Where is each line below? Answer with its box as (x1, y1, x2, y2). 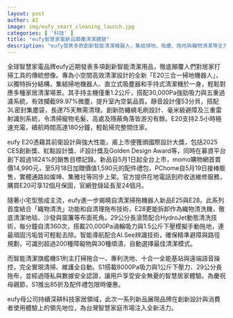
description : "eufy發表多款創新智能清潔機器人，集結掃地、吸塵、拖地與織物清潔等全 (7, 42, 223, 49)
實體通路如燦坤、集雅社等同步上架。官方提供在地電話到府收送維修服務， (19, 173, 226, 181)
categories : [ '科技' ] (7, 29, 74, 37)
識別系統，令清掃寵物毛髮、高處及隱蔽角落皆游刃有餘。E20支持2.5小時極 (12, 115, 222, 122)
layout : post (7, 10, 45, 17)
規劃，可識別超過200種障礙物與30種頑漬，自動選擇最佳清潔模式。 (7, 240, 196, 247)
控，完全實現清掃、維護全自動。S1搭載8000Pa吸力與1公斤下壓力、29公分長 (7, 263, 223, 271)
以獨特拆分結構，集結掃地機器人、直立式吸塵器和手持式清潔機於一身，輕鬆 (7, 80, 220, 87)
